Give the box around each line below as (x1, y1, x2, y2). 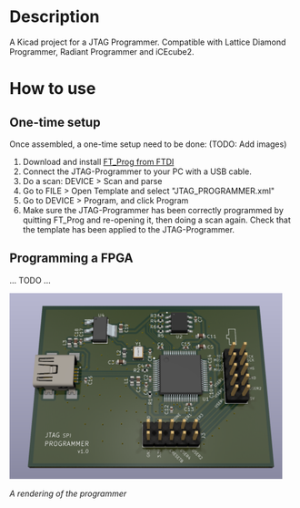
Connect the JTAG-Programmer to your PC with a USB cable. (22, 166, 252, 177)
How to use (9, 78, 96, 99)
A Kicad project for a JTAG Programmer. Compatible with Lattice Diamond (9, 36, 286, 47)
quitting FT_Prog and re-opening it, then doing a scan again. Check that (22, 214, 291, 225)
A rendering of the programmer (9, 488, 127, 499)
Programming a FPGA (9, 251, 134, 266)
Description (9, 6, 100, 27)
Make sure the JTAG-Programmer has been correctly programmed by (22, 204, 285, 215)
